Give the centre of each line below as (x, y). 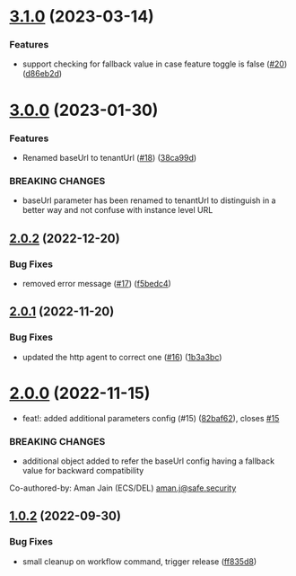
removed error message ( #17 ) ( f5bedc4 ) (97, 283)
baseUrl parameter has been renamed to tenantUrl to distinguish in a (149, 200)
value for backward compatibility (83, 470)
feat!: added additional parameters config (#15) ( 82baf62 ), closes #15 (151, 418)
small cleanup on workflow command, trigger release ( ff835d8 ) (139, 561)
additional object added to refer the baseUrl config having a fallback (148, 461)
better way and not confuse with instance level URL (118, 210)
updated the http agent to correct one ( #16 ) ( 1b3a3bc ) (122, 357)
